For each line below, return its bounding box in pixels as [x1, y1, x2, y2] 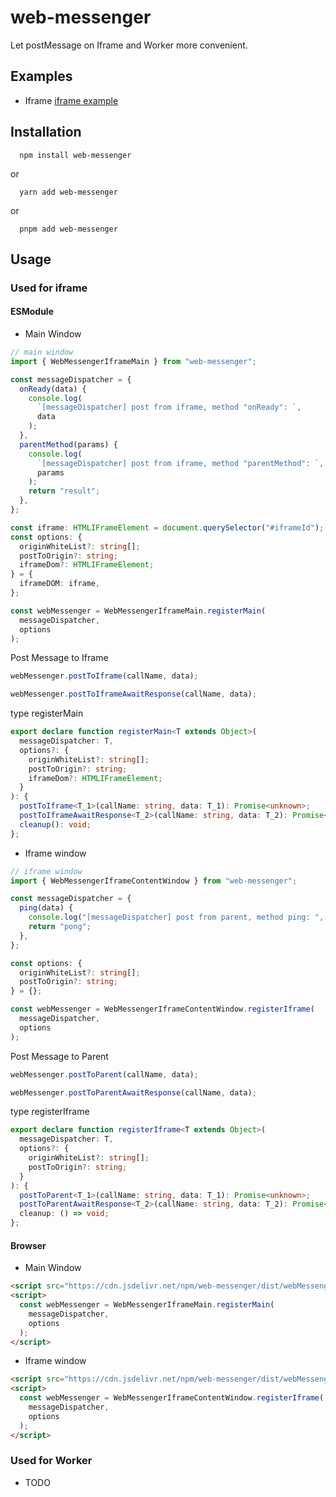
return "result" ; [28, 486, 101, 496]
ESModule [10, 306, 54, 318]
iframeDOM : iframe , [19, 579, 101, 589]
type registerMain [10, 707, 84, 720]
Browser [10, 1239, 47, 1251]
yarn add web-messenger [19, 187, 118, 197]
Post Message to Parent [10, 1050, 109, 1062]
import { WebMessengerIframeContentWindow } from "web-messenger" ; [10, 876, 298, 886]
